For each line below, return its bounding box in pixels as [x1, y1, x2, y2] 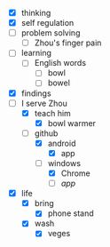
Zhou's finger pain [34, 37, 102, 48]
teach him [34, 108, 72, 118]
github [34, 128, 59, 139]
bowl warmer [47, 117, 97, 128]
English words [34, 58, 86, 68]
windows [47, 157, 82, 168]
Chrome [60, 168, 90, 179]
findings [20, 88, 51, 99]
